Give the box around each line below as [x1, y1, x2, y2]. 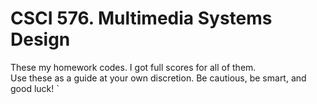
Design [10, 28, 71, 51]
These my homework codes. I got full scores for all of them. [10, 61, 257, 73]
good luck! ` [10, 82, 60, 94]
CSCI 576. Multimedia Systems [10, 7, 273, 30]
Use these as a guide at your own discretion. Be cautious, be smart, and [10, 72, 307, 84]
